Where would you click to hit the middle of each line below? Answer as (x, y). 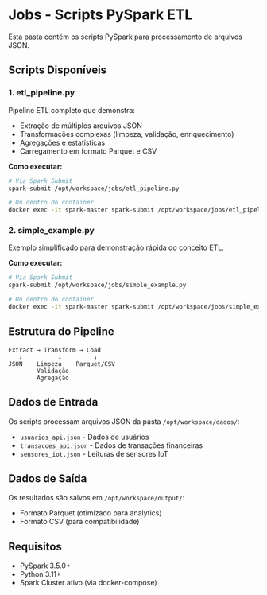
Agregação (53, 378)
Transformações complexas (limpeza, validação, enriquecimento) (127, 134)
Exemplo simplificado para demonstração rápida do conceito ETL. (116, 247)
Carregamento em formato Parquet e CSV (88, 151)
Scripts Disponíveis (58, 70)
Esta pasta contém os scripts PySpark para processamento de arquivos (125, 37)
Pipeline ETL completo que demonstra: (72, 110)
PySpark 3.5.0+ (45, 566)
